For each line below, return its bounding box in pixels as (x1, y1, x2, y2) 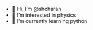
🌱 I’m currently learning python (11, 18, 88, 24)
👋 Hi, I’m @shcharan (11, 6, 62, 12)
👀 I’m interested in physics (11, 12, 76, 18)
